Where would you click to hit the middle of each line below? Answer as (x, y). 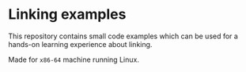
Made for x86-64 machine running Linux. (74, 59)
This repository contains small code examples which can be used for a (123, 36)
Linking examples (67, 14)
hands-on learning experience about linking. (80, 44)
